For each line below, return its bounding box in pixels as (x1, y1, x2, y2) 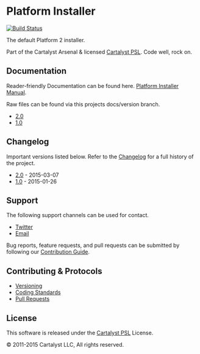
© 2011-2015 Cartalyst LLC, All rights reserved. (6, 341, 124, 348)
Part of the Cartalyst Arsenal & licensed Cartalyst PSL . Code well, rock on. (6, 48, 193, 56)
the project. (6, 159, 35, 166)
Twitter (15, 223, 34, 230)
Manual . (6, 89, 27, 96)
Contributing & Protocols (6, 266, 102, 276)
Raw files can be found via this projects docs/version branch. (6, 100, 160, 108)
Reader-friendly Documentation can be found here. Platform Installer (6, 82, 179, 89)
